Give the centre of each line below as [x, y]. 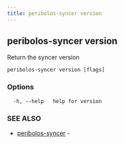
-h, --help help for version [58, 101]
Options [20, 87]
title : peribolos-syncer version [55, 13]
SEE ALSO [24, 118]
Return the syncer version [43, 57]
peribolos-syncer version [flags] [56, 70]
